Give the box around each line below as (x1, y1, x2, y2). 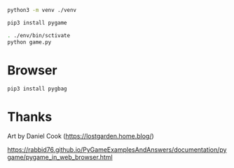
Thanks (7, 109, 53, 124)
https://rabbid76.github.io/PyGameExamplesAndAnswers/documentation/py (7, 146, 227, 154)
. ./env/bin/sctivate (7, 32, 71, 39)
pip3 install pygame (7, 19, 68, 26)
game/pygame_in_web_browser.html (7, 153, 113, 162)
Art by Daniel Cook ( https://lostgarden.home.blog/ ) (7, 132, 154, 141)
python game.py (7, 39, 52, 46)
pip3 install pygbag (7, 85, 68, 93)
